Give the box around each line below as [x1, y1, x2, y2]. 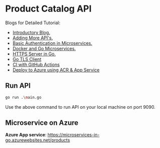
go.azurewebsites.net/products [5, 137, 70, 143]
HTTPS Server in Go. [12, 51, 56, 57]
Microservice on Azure [5, 119, 79, 127]
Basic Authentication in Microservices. [12, 40, 93, 46]
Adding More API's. [12, 35, 53, 41]
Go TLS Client [12, 56, 42, 62]
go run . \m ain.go [5, 95, 42, 100]
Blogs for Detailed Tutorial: [5, 20, 60, 26]
